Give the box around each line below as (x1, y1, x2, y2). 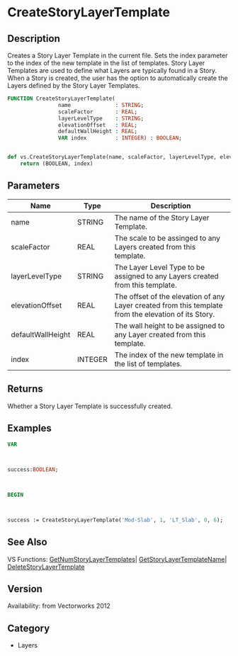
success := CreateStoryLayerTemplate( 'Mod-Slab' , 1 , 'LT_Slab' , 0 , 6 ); (7, 516, 223, 524)
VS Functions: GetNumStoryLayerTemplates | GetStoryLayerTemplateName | (7, 555, 227, 563)
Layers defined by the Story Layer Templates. (7, 81, 140, 89)
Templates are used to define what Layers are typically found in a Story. (7, 67, 217, 74)
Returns (7, 383, 44, 395)
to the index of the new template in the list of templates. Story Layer (7, 59, 205, 67)
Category (7, 622, 50, 634)
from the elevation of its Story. (114, 309, 215, 319)
